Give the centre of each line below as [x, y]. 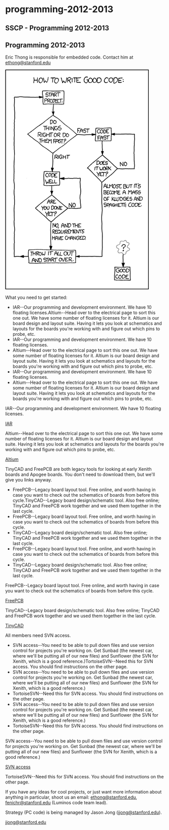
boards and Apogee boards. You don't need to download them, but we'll [80, 474]
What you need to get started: [36, 297]
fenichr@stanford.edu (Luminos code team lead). [56, 803]
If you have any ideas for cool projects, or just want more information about [83, 792]
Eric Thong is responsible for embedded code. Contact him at [69, 57]
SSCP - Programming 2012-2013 [57, 28]
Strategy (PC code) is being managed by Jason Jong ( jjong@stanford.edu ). [84, 812]
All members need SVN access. [38, 635]
